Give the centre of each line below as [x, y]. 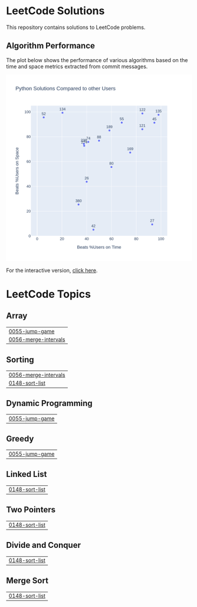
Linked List [27, 474]
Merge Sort [27, 581]
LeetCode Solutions [55, 11]
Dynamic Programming [49, 403]
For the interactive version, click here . [52, 270]
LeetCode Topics [49, 294]
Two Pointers [31, 510]
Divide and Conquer [44, 545]
